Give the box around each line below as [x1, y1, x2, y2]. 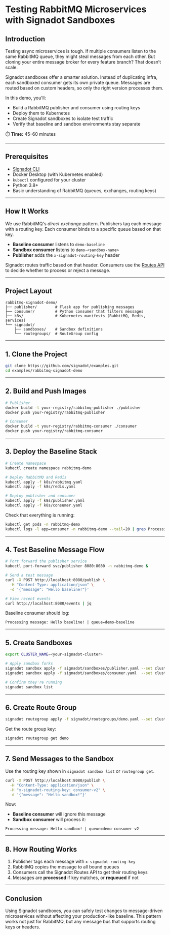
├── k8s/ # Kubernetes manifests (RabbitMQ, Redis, [5, 314, 146, 319]
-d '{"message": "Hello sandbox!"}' [10, 792, 87, 797]
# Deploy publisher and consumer [5, 493, 76, 499]
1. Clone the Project [5, 350, 68, 358]
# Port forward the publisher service [5, 559, 87, 564]
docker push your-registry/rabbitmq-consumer [5, 429, 103, 434]
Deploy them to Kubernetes [12, 110, 70, 116]
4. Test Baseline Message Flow [5, 546, 105, 554]
